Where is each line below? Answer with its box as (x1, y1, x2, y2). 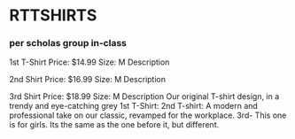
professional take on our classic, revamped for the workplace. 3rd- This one (9, 110, 287, 120)
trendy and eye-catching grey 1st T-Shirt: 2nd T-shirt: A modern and (9, 101, 259, 112)
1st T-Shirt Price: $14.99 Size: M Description (9, 57, 170, 67)
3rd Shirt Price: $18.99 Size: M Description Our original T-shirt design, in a (9, 91, 280, 102)
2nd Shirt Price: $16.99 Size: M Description (9, 74, 167, 85)
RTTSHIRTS (9, 5, 97, 26)
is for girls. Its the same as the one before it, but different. (9, 120, 220, 130)
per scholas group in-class (9, 37, 127, 50)
